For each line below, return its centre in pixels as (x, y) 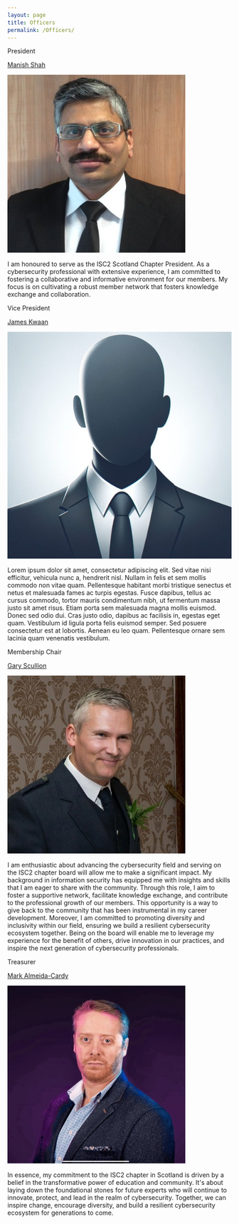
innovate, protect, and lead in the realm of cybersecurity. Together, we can (117, 1198)
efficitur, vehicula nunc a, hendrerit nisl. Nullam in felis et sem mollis (107, 578)
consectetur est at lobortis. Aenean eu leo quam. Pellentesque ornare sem (116, 631)
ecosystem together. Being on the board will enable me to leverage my (111, 933)
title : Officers (31, 22)
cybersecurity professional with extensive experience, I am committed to (114, 272)
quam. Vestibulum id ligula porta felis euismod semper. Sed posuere (107, 623)
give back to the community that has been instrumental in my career (107, 910)
